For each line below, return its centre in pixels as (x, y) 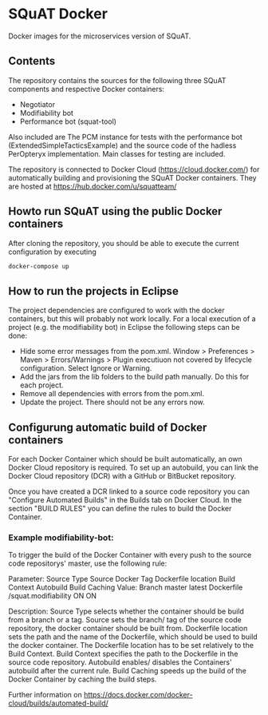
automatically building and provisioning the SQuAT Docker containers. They (132, 177)
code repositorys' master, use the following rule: (88, 563)
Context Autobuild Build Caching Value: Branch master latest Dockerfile (126, 587)
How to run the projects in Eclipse (94, 291)
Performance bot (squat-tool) (68, 121)
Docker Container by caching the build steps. (83, 679)
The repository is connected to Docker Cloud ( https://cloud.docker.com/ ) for (134, 169)
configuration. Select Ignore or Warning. (86, 368)
